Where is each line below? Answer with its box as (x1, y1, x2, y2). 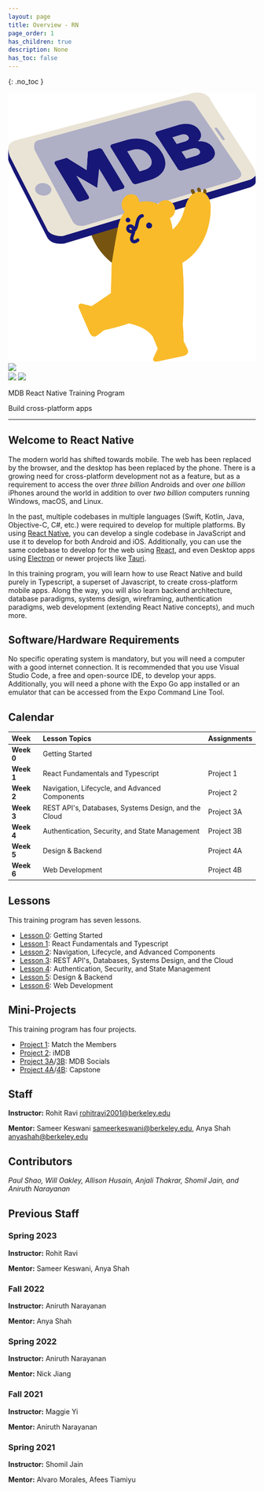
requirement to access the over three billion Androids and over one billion (8, 479, 246, 489)
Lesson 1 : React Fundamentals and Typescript (19, 939, 169, 948)
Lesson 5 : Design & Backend (19, 972, 112, 982)
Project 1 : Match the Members (19, 1039, 117, 1049)
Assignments (207, 733, 253, 743)
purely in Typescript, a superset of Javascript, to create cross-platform (8, 577, 238, 587)
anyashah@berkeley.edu (8, 1132, 89, 1142)
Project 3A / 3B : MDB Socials (19, 1056, 110, 1066)
